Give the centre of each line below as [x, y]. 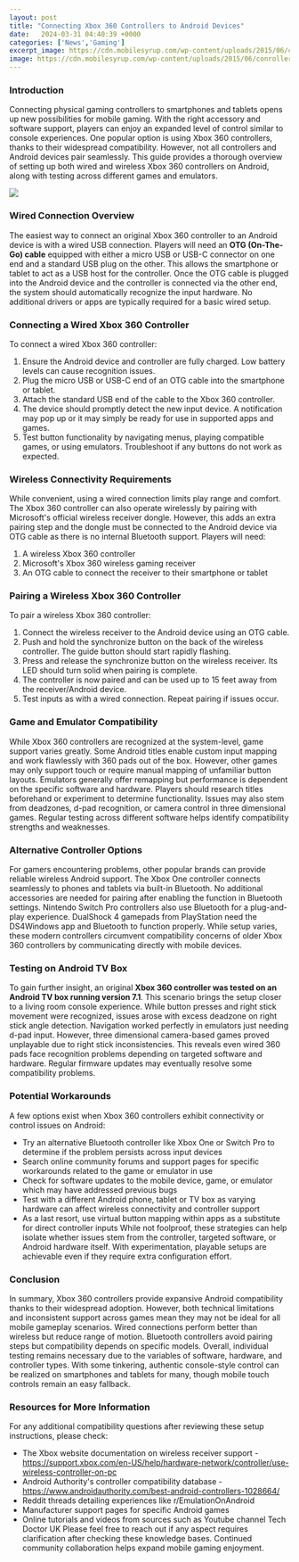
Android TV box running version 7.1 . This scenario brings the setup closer [145, 997]
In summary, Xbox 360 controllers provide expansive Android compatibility [146, 1298]
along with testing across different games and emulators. [113, 176]
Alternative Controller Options [76, 850]
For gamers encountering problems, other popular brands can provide [137, 870]
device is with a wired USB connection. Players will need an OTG [128, 244]
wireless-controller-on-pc [69, 1472]
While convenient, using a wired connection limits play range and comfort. [145, 499]
